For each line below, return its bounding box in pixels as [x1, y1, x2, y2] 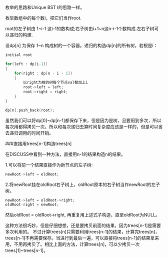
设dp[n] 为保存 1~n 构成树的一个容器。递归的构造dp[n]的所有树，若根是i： [5, 42, 158, 48]
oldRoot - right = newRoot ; [5, 202, 59, 207]
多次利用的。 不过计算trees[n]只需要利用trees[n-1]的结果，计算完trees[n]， [5, 229, 160, 235]
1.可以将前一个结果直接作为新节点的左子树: [5, 161, 93, 167]
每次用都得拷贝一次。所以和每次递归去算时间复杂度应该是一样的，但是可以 [5, 123, 158, 129]
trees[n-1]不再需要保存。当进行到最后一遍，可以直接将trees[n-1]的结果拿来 [5, 235, 159, 241]
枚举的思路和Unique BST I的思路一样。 [5, 4, 85, 10]
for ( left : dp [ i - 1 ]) [5, 61, 48, 66]
